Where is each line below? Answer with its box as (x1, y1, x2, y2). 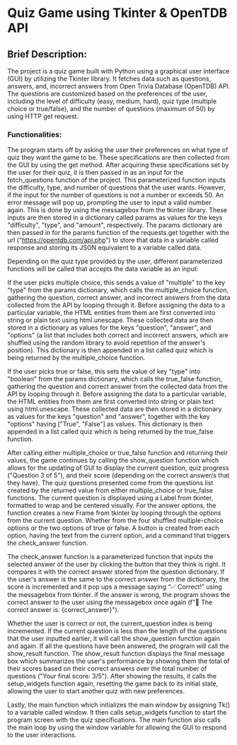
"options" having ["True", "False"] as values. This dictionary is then (7, 420, 203, 429)
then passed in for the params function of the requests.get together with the (7, 229, 230, 237)
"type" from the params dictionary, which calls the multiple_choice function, (7, 286, 229, 294)
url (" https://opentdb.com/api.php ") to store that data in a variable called (7, 236, 219, 245)
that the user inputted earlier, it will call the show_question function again (7, 635, 221, 643)
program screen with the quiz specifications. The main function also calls (7, 716, 221, 724)
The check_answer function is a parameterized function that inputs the (7, 553, 214, 561)
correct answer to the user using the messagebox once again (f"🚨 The (7, 598, 213, 606)
